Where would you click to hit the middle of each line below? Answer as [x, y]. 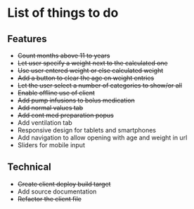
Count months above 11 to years [64, 55]
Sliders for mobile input [51, 145]
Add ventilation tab [45, 123]
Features [27, 39]
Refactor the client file [50, 198]
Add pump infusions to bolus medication [76, 100]
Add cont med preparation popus [65, 115]
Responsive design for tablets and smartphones [87, 130]
